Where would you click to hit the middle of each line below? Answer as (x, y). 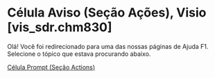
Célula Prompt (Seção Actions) (51, 67)
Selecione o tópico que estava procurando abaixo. (79, 54)
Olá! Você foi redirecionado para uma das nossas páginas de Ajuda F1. (108, 46)
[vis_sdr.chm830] (60, 27)
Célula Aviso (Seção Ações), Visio (107, 13)
